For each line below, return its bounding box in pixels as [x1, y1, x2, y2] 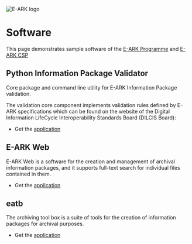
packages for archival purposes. [6, 220, 84, 228]
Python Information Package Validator [6, 68, 148, 78]
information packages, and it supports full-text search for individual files [6, 164, 180, 171]
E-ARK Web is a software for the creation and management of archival [6, 158, 176, 165]
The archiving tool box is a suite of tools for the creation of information [6, 214, 177, 221]
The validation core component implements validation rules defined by [6, 101, 176, 108]
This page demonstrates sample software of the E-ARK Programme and [6, 45, 179, 52]
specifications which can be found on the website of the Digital [18, 108, 170, 115]
